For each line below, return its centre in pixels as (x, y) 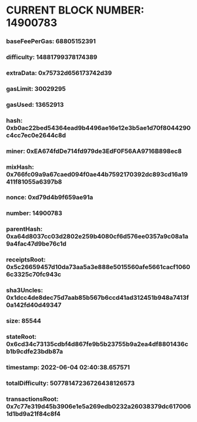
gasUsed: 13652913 (35, 104)
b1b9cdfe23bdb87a (35, 352)
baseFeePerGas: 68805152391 (51, 41)
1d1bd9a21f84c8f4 (33, 414)
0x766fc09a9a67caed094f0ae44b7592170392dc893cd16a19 (97, 174)
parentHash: (24, 229)
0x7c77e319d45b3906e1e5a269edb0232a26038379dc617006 (98, 406)
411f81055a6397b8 (34, 182)
